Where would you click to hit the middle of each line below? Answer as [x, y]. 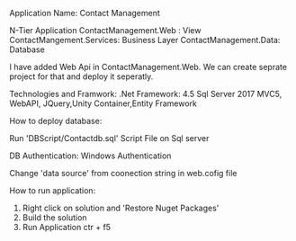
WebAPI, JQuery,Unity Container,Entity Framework [103, 103]
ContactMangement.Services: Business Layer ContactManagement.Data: [145, 40]
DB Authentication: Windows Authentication [90, 156]
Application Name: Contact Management [85, 13]
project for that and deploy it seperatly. [81, 76]
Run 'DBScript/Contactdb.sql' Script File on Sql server [109, 138]
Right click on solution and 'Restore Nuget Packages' [121, 208]
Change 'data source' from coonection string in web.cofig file [123, 173]
